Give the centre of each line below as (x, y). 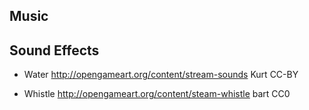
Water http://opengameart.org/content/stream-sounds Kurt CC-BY (161, 75)
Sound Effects (54, 50)
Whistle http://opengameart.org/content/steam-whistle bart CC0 (157, 94)
